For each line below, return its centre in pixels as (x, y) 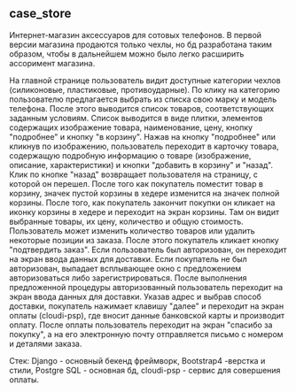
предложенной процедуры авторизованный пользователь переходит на (146, 287)
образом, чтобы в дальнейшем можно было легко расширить (127, 54)
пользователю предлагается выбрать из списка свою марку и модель (143, 99)
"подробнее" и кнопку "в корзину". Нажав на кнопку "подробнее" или (143, 136)
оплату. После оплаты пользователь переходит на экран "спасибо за (141, 325)
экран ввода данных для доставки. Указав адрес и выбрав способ (135, 296)
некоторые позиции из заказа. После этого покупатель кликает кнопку (144, 240)
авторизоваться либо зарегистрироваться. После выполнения (128, 278)
